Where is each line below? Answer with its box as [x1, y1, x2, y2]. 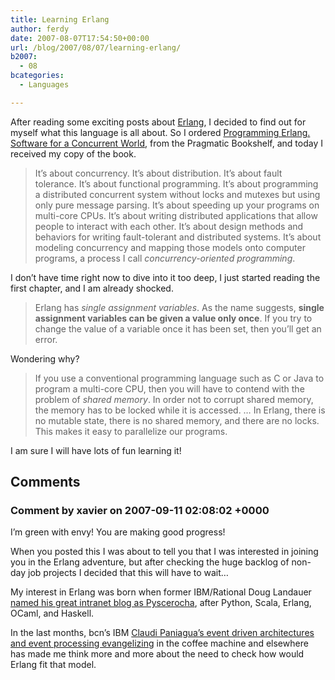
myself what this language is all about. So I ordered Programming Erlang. [10, 126, 311, 138]
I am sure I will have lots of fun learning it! [10, 444, 182, 456]
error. [34, 333, 58, 345]
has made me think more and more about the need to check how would [10, 648, 305, 660]
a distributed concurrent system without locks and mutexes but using [34, 188, 321, 200]
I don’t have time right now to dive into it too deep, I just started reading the [10, 271, 321, 283]
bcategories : [10, 71, 65, 81]
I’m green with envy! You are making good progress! [10, 526, 226, 538]
